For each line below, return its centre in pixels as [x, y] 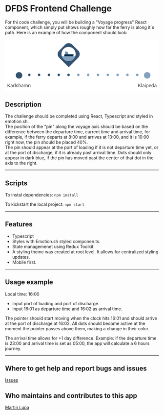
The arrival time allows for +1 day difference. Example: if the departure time [81, 338]
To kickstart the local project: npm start [45, 204]
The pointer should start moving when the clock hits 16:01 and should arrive [81, 318]
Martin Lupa [17, 408]
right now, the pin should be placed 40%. [47, 142]
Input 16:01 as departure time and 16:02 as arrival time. [67, 309]
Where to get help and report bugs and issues [76, 369]
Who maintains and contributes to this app [71, 396]
